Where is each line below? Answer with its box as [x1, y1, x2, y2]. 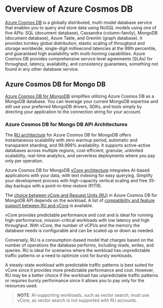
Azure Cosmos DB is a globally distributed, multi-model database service [5, 19, 152, 25]
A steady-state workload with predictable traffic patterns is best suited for [5, 262, 154, 268]
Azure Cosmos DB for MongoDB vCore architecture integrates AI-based [5, 167, 150, 173]
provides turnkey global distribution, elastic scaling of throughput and [5, 40, 145, 46]
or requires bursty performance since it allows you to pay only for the [5, 278, 145, 284]
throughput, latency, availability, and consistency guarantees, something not [5, 61, 159, 67]
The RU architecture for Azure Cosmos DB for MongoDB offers [5, 132, 131, 138]
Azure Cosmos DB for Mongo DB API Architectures [5, 121, 128, 128]
